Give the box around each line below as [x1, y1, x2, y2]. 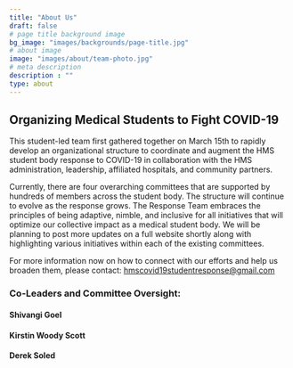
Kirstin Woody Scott [9, 330, 86, 340]
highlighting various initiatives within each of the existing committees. [9, 238, 265, 249]
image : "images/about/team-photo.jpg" [9, 54, 153, 63]
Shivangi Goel [9, 309, 62, 320]
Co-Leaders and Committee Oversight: [9, 287, 181, 299]
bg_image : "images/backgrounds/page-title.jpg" [9, 37, 190, 47]
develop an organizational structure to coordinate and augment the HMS [9, 145, 274, 156]
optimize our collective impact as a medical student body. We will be [9, 219, 261, 230]
